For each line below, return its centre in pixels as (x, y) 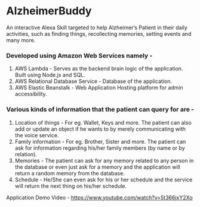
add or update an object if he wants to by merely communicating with (100, 129)
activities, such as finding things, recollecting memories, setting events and (99, 33)
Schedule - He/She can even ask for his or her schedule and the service (104, 180)
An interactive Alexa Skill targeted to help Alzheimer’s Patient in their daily (97, 27)
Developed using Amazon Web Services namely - (79, 55)
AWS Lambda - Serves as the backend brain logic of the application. (99, 69)
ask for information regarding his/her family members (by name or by (100, 148)
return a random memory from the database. (70, 173)
